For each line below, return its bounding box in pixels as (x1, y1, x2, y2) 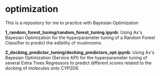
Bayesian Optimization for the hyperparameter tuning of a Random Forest (5, 35, 156, 40)
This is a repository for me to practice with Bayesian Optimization (5, 20, 139, 26)
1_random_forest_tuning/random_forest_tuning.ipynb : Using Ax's (5, 29, 143, 35)
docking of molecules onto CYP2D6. (5, 65, 80, 71)
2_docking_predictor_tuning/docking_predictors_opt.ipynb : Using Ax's (5, 49, 155, 55)
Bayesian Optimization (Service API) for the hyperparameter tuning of (5, 54, 148, 60)
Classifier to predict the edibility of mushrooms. (5, 39, 103, 45)
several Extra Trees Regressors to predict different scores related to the (5, 60, 152, 66)
